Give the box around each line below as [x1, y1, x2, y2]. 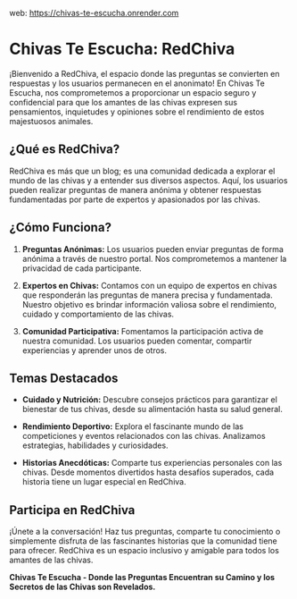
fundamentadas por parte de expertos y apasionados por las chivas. [9, 194, 260, 205]
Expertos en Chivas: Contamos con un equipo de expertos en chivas [21, 280, 277, 291]
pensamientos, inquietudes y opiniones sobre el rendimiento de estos [9, 106, 265, 117]
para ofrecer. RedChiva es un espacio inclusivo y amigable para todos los [9, 545, 279, 556]
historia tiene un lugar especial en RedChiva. [21, 477, 186, 487]
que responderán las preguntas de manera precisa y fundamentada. [21, 290, 274, 300]
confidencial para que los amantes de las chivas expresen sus [9, 97, 238, 107]
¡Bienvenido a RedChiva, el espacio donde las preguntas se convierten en [9, 68, 280, 79]
